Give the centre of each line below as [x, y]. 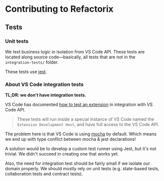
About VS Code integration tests [45, 84]
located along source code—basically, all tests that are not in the [70, 57]
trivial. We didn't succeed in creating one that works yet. [62, 154]
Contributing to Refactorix [59, 9]
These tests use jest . [26, 72]
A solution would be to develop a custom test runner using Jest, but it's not [81, 149]
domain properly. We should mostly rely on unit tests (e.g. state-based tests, [82, 169]
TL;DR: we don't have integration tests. [46, 95]
